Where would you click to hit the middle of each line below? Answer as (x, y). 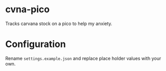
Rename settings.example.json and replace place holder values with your (83, 58)
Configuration (36, 44)
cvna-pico (28, 9)
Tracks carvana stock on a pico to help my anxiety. (59, 23)
